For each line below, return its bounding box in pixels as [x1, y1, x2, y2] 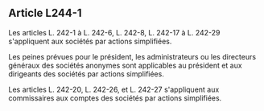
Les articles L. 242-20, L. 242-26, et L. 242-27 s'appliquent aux [8, 84, 220, 94]
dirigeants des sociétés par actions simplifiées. [8, 68, 165, 79]
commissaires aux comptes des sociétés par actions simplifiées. [8, 92, 222, 103]
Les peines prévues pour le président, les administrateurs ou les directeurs [8, 51, 256, 61]
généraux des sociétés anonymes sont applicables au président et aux [8, 60, 243, 70]
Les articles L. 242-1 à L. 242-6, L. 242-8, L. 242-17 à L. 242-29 [8, 27, 221, 37]
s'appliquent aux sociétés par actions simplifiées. [8, 36, 172, 46]
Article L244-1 [8, 6, 82, 20]
